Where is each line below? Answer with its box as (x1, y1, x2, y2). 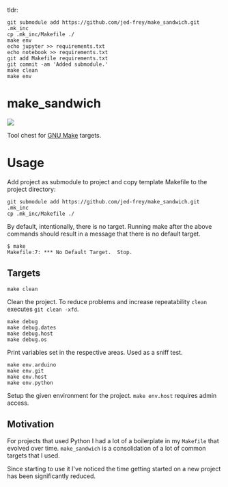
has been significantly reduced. (7, 472, 96, 480)
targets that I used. (7, 451, 60, 460)
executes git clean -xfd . (7, 305, 79, 313)
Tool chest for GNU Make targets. (7, 131, 102, 139)
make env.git (7, 367, 44, 374)
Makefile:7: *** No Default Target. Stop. (7, 249, 133, 255)
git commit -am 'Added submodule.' (7, 61, 109, 68)
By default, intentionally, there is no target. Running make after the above (7, 222, 212, 230)
